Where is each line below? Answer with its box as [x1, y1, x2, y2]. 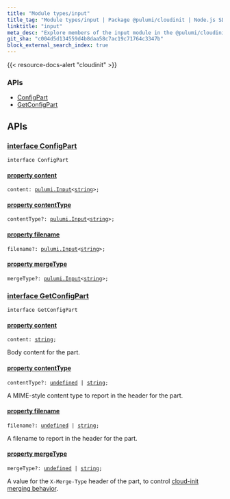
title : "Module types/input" [7, 10, 90, 17]
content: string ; [7, 337, 57, 343]
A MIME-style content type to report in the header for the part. [7, 391, 183, 400]
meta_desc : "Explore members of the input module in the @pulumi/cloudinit [7, 29, 228, 36]
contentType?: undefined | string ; [7, 379, 109, 386]
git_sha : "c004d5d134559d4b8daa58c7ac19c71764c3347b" [7, 36, 164, 42]
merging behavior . [7, 484, 58, 492]
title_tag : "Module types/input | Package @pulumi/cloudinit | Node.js [7, 16, 216, 23]
